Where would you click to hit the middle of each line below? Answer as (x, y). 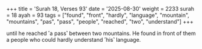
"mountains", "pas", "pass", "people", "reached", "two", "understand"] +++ (100, 21)
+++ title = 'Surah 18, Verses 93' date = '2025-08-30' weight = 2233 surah (100, 9)
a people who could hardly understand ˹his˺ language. (74, 40)
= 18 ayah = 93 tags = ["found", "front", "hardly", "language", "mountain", (98, 15)
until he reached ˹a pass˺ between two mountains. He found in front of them (101, 33)
